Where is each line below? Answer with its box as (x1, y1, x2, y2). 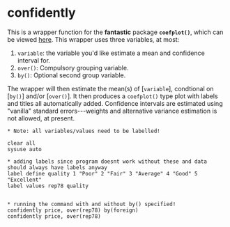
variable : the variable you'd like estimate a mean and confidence (17, 49, 206, 57)
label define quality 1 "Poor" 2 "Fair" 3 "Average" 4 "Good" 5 (7, 170, 198, 177)
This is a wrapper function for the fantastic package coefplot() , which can (7, 28, 224, 36)
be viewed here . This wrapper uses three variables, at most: (7, 35, 180, 43)
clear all (7, 139, 36, 147)
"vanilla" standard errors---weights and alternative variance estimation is (7, 107, 217, 115)
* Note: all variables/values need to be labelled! (7, 127, 160, 134)
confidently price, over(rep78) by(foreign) (7, 207, 139, 214)
